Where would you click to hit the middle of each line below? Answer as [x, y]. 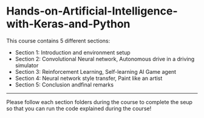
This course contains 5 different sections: [58, 41]
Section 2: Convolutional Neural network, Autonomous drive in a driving [105, 59]
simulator [27, 65]
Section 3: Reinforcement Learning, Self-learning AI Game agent [96, 71]
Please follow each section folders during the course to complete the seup [100, 102]
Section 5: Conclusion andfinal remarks [64, 84]
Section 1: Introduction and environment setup [73, 52]
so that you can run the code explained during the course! [79, 108]
